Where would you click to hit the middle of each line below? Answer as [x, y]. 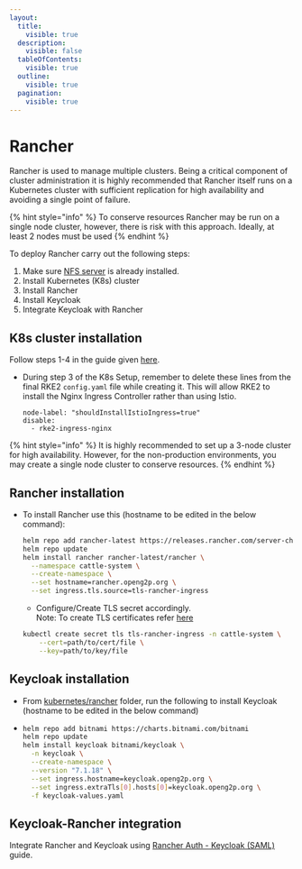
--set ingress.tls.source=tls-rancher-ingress [120, 591]
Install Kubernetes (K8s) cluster [81, 281]
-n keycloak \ [57, 754]
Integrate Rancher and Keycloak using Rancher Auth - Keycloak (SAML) [142, 846]
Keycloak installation [69, 679]
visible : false [54, 51]
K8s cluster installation [76, 338]
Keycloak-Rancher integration [96, 823]
